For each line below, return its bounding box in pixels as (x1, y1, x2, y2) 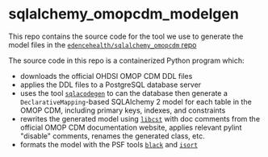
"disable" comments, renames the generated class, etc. (19, 130, 205, 141)
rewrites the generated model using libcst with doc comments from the (19, 114, 261, 123)
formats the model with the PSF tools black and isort (19, 139, 198, 149)
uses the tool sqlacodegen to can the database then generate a (19, 88, 228, 97)
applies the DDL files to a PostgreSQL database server (19, 80, 202, 89)
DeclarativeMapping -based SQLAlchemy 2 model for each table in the (19, 97, 252, 106)
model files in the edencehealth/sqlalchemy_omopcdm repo (8, 39, 197, 49)
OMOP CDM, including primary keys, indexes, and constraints (19, 105, 226, 115)
